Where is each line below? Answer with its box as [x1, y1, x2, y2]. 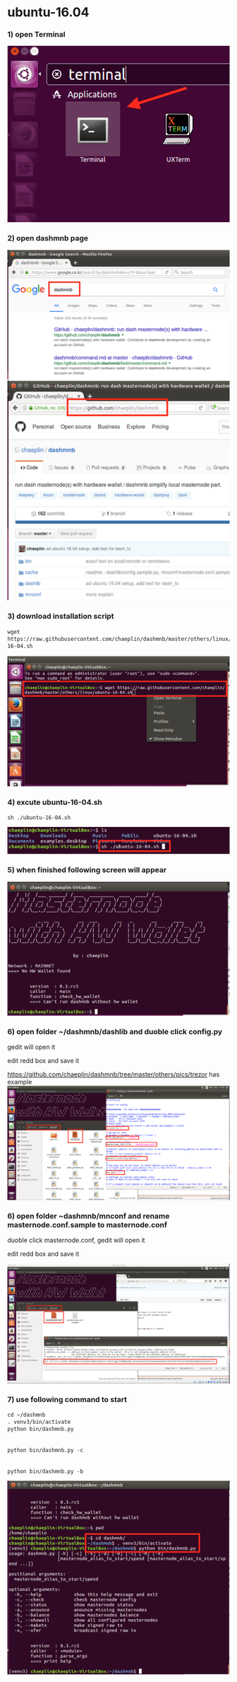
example [7, 1078, 32, 1086]
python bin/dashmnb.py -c [7, 1447, 83, 1454]
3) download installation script [7, 611, 114, 621]
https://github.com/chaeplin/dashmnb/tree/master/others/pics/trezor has [7, 1070, 220, 1079]
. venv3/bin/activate [7, 1419, 71, 1426]
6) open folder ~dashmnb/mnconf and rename [7, 1211, 170, 1221]
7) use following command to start [7, 1395, 127, 1405]
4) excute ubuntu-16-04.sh [7, 797, 102, 807]
